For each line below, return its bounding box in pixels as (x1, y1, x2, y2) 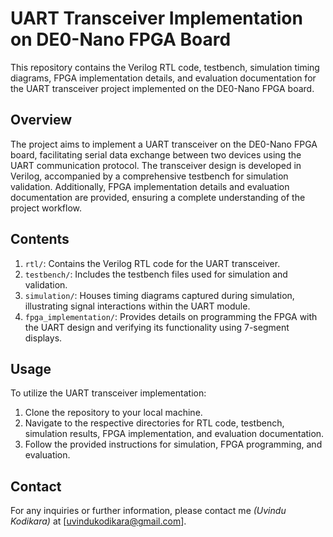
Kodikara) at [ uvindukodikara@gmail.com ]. (10, 515, 187, 527)
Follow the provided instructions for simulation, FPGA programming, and (24, 438, 323, 451)
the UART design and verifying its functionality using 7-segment (24, 321, 290, 333)
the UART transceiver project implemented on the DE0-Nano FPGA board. (10, 82, 315, 94)
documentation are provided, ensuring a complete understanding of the (10, 191, 306, 203)
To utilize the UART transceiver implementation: (10, 387, 207, 399)
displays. (24, 332, 63, 344)
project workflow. (10, 202, 83, 214)
